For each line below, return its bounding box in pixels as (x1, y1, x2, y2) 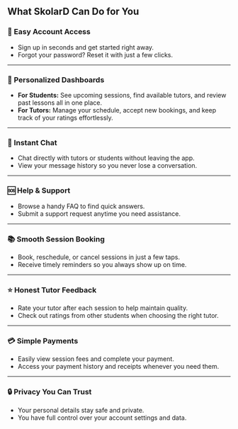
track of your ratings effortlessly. (17, 113, 113, 122)
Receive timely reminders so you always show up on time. (17, 260, 187, 268)
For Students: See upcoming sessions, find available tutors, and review (17, 91, 227, 99)
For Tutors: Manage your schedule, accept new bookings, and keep (17, 105, 217, 114)
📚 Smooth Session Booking (7, 234, 105, 244)
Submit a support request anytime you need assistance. (17, 209, 181, 218)
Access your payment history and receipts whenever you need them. (17, 362, 220, 371)
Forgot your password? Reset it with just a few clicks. (17, 50, 174, 59)
